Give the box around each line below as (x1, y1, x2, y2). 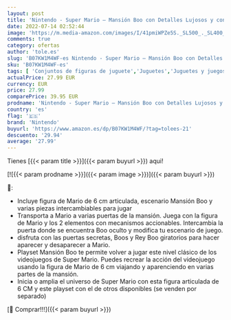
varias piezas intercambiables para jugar (16, 204, 133, 213)
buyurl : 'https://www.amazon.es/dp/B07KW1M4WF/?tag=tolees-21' (7, 125, 192, 132)
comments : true (7, 36, 51, 43)
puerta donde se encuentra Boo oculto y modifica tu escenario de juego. (16, 226, 223, 235)
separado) (16, 292, 47, 300)
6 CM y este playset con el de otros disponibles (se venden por (16, 285, 197, 293)
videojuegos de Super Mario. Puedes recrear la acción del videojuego (16, 255, 215, 264)
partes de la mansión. (16, 270, 79, 279)
